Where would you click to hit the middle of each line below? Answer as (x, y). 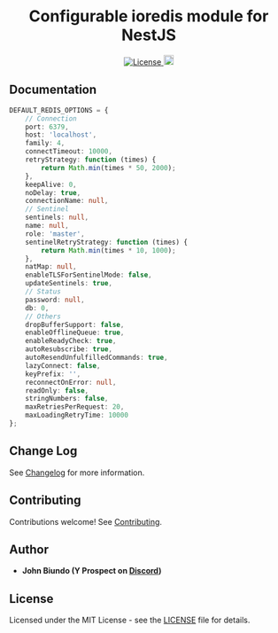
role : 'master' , (55, 234)
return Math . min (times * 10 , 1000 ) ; (108, 250)
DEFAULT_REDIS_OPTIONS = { (59, 110)
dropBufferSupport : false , (75, 324)
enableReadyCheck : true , (71, 341)
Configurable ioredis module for (149, 16)
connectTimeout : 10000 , (69, 152)
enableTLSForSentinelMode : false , (89, 275)
